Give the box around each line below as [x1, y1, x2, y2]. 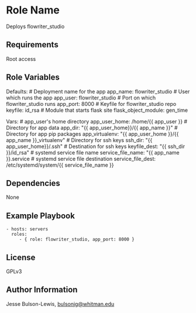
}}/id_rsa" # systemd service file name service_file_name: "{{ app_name [6, 149, 180, 156]
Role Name [6, 4, 60, 17]
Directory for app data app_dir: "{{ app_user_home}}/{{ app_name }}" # [6, 124, 178, 131]
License [6, 252, 36, 262]
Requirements [6, 40, 59, 50]
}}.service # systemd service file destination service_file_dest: [6, 155, 156, 162]
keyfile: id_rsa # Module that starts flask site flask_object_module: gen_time [6, 106, 188, 113]
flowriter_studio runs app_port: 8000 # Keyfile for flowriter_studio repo [6, 100, 177, 107]
